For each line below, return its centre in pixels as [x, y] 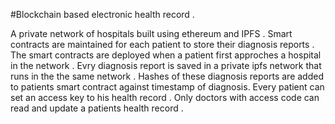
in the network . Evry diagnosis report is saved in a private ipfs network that [166, 65]
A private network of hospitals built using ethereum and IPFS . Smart [151, 33]
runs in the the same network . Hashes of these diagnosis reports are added [167, 76]
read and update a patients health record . [97, 108]
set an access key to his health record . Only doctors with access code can [165, 97]
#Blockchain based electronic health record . [102, 14]
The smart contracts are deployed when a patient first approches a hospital [166, 55]
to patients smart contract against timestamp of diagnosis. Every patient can [167, 87]
